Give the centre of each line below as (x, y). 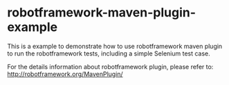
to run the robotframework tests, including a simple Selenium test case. (109, 53)
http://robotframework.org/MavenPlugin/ (65, 74)
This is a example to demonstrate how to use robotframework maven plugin (115, 46)
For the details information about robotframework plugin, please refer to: (110, 66)
